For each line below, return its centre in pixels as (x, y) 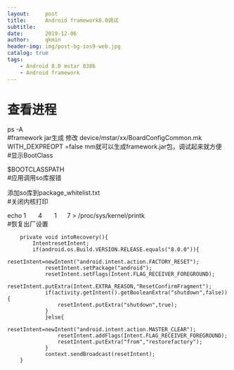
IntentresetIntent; (61, 243)
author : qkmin (34, 40)
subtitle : (22, 27)
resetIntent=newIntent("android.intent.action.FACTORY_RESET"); (103, 262)
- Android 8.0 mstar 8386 (58, 66)
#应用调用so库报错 (34, 178)
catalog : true (28, 53)
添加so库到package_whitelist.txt (54, 193)
